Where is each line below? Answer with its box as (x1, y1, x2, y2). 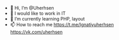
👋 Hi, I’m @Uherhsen (10, 5, 54, 11)
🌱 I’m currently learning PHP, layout (10, 16, 85, 22)
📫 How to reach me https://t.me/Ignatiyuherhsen (10, 22, 114, 28)
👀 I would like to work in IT (10, 10, 66, 16)
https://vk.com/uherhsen (10, 29, 63, 35)
